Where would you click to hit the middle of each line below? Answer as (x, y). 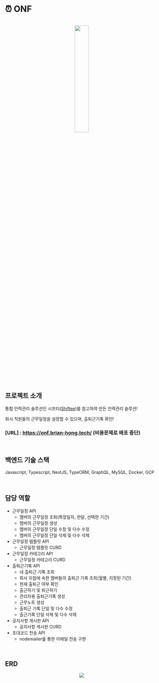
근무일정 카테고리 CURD (42, 560)
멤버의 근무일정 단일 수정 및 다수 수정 (54, 529)
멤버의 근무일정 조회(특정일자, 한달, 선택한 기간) (64, 517)
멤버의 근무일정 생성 (38, 523)
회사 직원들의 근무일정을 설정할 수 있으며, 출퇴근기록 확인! (60, 419)
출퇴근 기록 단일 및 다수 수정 (46, 608)
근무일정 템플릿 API (31, 541)
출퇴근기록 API (26, 566)
